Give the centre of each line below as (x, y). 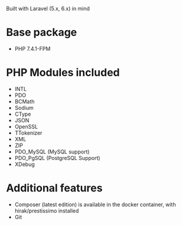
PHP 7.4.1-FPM (32, 48)
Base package (42, 32)
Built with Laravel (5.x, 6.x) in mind (48, 9)
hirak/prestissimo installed (47, 211)
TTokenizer (28, 133)
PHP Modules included (63, 73)
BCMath (25, 101)
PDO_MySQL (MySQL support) (52, 151)
